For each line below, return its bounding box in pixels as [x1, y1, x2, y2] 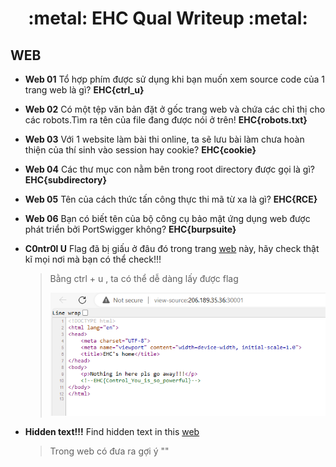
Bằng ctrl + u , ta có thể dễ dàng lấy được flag [49, 273, 239, 284]
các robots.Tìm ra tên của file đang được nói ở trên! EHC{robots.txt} [24, 114, 308, 126]
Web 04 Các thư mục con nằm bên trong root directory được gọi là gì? [24, 163, 315, 175]
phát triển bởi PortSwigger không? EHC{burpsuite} [24, 223, 237, 235]
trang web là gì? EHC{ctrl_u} [24, 84, 145, 96]
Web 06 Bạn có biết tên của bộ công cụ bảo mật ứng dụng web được [24, 213, 311, 224]
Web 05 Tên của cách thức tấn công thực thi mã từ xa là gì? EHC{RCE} [24, 193, 318, 205]
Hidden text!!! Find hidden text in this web [24, 426, 200, 438]
